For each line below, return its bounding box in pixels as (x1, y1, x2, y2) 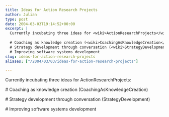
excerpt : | (5, 26, 28, 31)
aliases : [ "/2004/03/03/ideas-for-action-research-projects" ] (5, 59, 138, 64)
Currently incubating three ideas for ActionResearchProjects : (5, 77, 132, 83)
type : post (5, 17, 28, 22)
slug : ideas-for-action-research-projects (5, 54, 96, 59)
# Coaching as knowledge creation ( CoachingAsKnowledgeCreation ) (5, 86, 148, 93)
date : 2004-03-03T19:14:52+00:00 (5, 21, 75, 27)
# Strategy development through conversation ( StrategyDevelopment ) (5, 96, 150, 102)
